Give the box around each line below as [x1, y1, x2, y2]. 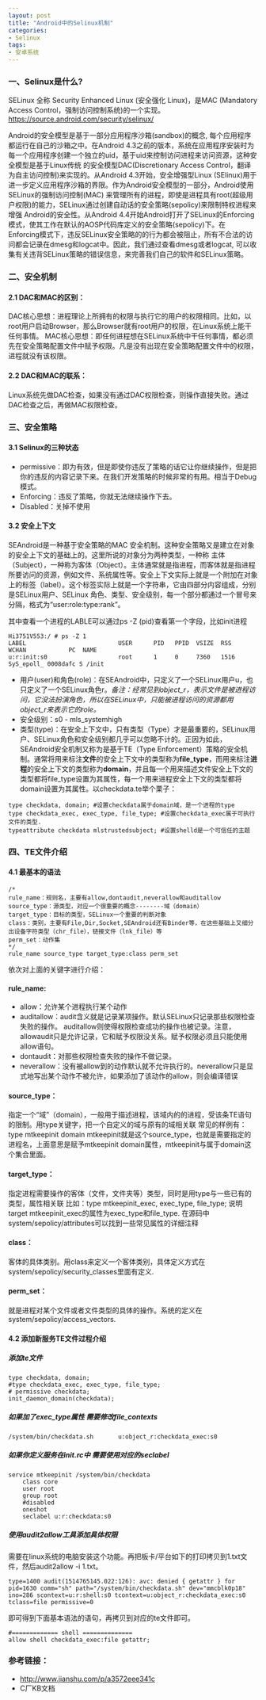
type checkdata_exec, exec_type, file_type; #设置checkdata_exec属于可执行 [8, 809, 256, 817]
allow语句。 [19, 1041, 59, 1051]
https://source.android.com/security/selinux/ [8, 114, 154, 124]
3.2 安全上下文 [8, 521, 56, 531]
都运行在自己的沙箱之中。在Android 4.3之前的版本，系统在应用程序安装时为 [8, 140, 255, 151]
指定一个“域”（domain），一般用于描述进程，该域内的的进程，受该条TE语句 [8, 1110, 252, 1120]
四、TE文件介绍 [8, 846, 68, 857]
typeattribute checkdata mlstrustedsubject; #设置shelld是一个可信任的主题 [8, 826, 251, 835]
